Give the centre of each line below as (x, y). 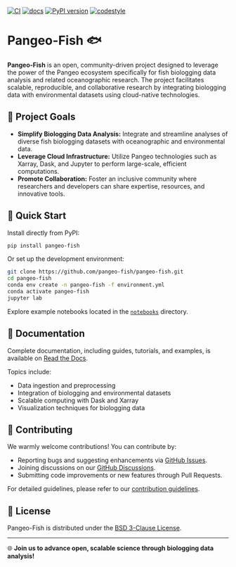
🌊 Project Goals (41, 117)
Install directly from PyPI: (44, 233)
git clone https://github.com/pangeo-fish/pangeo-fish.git (96, 272)
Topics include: (29, 371)
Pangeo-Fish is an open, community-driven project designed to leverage (113, 65)
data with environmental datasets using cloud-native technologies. (104, 94)
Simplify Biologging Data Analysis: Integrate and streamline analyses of (123, 134)
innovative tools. (41, 193)
